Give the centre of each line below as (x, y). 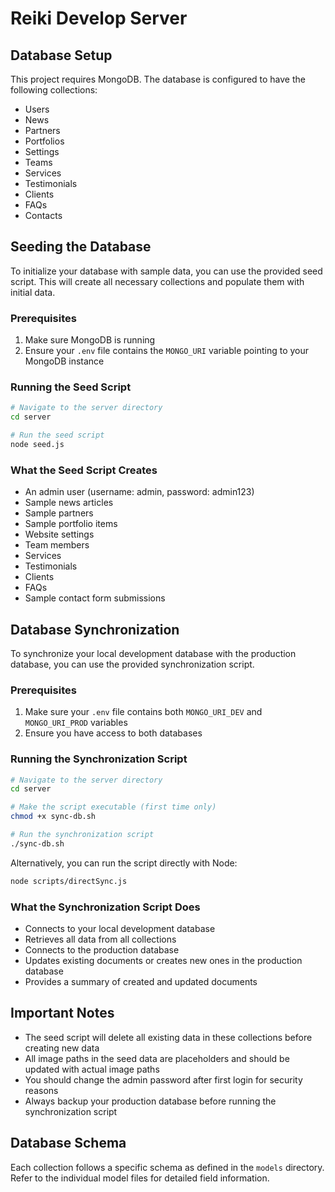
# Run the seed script (57, 435)
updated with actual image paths (92, 1069)
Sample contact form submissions (95, 598)
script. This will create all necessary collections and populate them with (157, 281)
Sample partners (59, 513)
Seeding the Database (81, 247)
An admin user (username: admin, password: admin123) (139, 492)
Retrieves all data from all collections (100, 939)
